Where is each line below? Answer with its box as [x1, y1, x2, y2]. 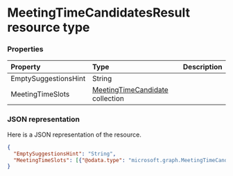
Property [10, 62, 41, 72]
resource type [7, 19, 90, 35]
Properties [7, 44, 44, 54]
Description [182, 62, 223, 72]
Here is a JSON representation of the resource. [7, 130, 142, 139]
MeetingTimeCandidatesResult [7, 5, 191, 21]
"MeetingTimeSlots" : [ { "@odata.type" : [13, 157, 126, 164]
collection [92, 94, 125, 103]
